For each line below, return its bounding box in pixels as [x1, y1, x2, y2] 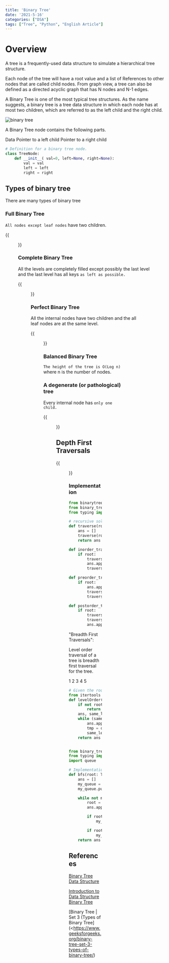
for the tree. [69, 668, 94, 674]
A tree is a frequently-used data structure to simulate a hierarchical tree [5, 61, 155, 67]
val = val [23, 161, 44, 166]
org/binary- [69, 936, 93, 942]
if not [78, 702, 92, 707]
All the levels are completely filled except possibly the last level [18, 265, 150, 272]
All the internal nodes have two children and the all [30, 315, 137, 321]
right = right [23, 170, 53, 175]
